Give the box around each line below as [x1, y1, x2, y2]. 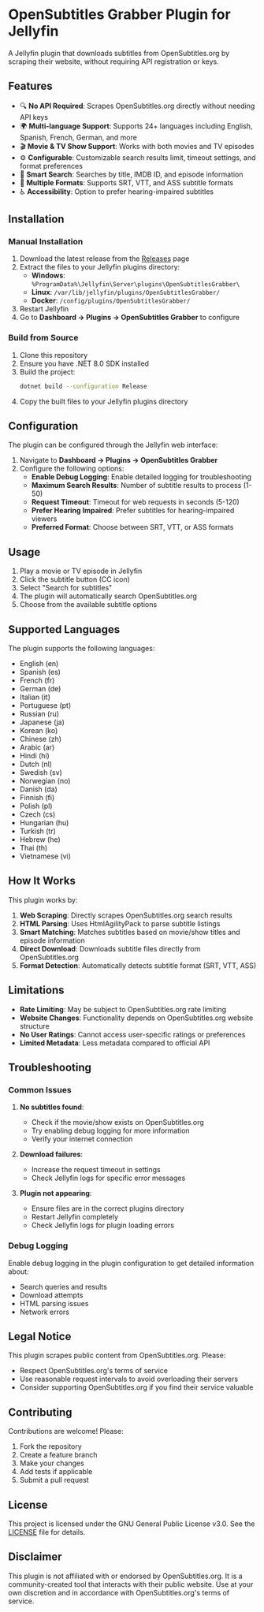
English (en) [19, 659, 59, 668]
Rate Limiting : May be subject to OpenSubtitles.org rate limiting [19, 1004, 227, 1014]
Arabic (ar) [19, 743, 55, 752]
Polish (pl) [19, 802, 53, 811]
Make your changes [19, 1458, 84, 1468]
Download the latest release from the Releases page [19, 254, 190, 263]
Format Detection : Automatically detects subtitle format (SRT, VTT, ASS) [19, 960, 257, 970]
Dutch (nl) [19, 759, 53, 769]
